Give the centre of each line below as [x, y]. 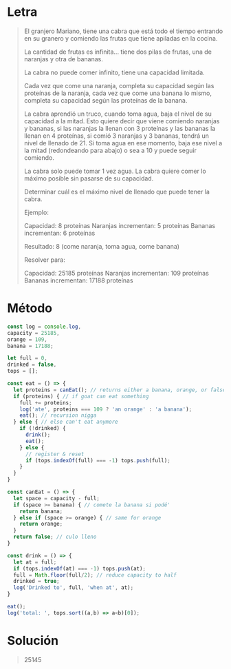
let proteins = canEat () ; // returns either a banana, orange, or [110, 390]
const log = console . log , [44, 327]
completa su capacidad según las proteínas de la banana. [106, 100]
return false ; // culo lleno [55, 537]
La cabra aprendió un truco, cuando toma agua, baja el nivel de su [118, 114]
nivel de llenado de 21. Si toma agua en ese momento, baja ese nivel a [123, 143]
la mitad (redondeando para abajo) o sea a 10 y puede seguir [110, 150]
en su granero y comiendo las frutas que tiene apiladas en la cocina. [121, 38]
